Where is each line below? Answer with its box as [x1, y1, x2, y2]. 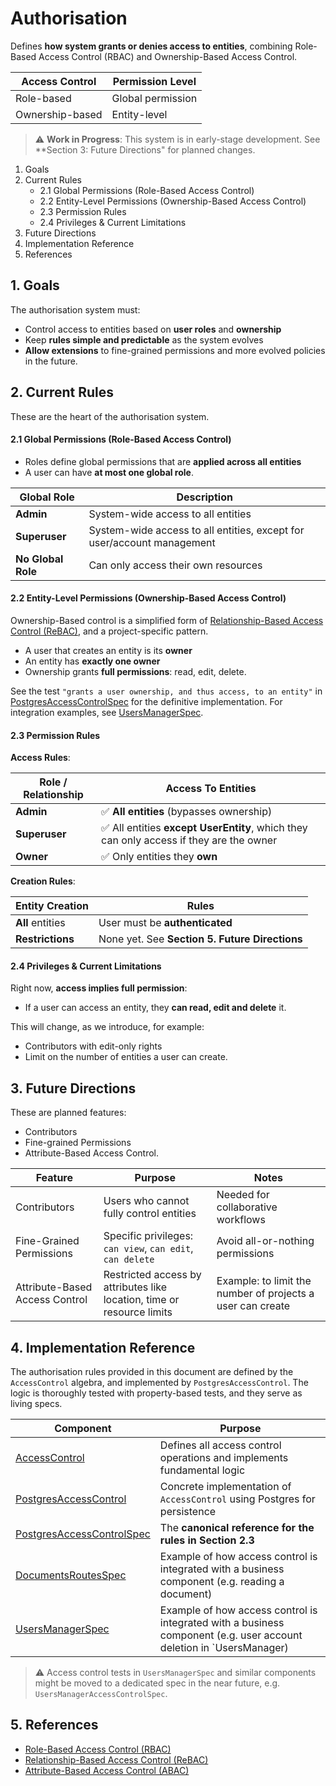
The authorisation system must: [10, 303, 141, 316]
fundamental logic [159, 1463, 246, 1477]
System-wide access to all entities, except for [88, 523, 305, 537]
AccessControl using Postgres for [159, 1492, 316, 1506]
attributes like [103, 1280, 168, 1294]
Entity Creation [15, 899, 89, 913]
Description [176, 490, 233, 504]
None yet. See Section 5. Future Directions [98, 932, 303, 946]
